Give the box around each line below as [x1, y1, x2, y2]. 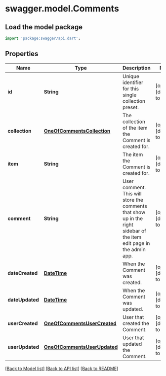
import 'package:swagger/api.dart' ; [5, 36, 81, 41]
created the [123, 320, 150, 327]
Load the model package [5, 23, 83, 31]
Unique [123, 73, 140, 79]
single [123, 91, 137, 98]
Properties [5, 50, 39, 58]
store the [123, 196, 143, 203]
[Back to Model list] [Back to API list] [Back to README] [5, 366, 119, 372]
